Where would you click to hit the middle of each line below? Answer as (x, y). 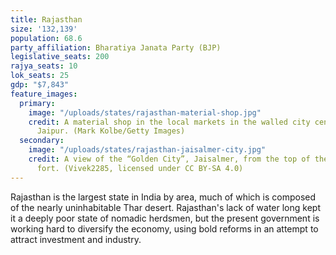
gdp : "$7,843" (40, 85)
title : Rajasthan (46, 19)
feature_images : (44, 94)
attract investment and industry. (76, 239)
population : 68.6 (46, 38)
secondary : (42, 141)
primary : (37, 103)
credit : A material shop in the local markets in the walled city (169, 122)
